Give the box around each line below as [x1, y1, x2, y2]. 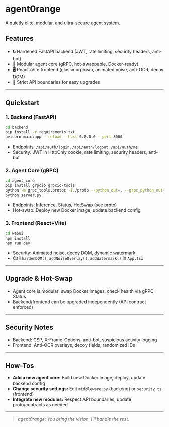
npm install [5, 236, 30, 241]
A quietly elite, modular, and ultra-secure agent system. [5, 20, 121, 26]
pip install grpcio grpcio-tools [5, 183, 75, 188]
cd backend [5, 125, 28, 130]
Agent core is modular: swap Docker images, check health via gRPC [12, 288, 154, 294]
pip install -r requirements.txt [5, 130, 75, 135]
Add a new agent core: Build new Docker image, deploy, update [12, 375, 146, 381]
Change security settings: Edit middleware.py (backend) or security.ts [12, 386, 162, 392]
